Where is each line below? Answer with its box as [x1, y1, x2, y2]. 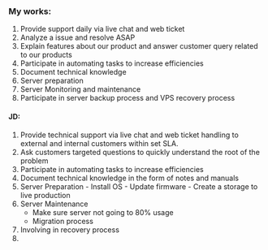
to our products [19, 50, 73, 60]
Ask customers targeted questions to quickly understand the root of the [19, 147, 260, 157]
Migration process [32, 216, 93, 226]
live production [19, 190, 71, 200]
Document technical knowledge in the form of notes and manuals [19, 173, 240, 183]
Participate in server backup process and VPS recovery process [19, 93, 236, 103]
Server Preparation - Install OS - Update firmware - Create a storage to [19, 181, 258, 192]
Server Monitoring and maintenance [19, 84, 141, 94]
